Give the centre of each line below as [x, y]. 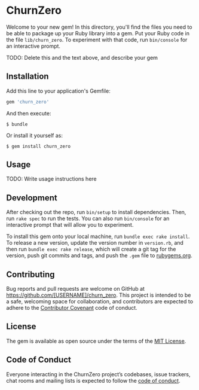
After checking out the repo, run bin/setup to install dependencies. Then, [96, 212]
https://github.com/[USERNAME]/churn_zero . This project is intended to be [99, 295]
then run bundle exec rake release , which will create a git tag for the [91, 249]
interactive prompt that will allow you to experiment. [70, 225]
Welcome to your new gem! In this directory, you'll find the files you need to [99, 27]
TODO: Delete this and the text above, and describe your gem [82, 57]
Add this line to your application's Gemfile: [58, 91]
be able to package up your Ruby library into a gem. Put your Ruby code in [98, 33]
